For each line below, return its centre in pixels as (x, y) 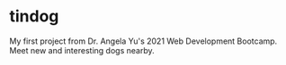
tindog (34, 16)
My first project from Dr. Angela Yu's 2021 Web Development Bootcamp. (143, 41)
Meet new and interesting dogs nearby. (82, 50)
